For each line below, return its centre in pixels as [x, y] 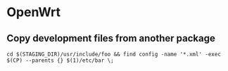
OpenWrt [34, 12]
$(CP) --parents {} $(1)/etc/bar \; [60, 60]
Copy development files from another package [111, 38]
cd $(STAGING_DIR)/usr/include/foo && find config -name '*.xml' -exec [114, 54]
